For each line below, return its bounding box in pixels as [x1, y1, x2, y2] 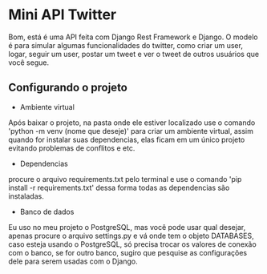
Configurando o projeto [8, 81, 128, 95]
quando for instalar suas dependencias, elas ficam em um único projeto [8, 135, 245, 144]
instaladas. [8, 191, 44, 201]
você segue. [8, 58, 50, 67]
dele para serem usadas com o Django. [8, 256, 138, 266]
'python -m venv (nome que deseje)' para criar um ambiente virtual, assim [8, 126, 254, 135]
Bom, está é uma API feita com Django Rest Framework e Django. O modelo [8, 32, 258, 42]
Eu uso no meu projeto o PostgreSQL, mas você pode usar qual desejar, [8, 222, 246, 232]
